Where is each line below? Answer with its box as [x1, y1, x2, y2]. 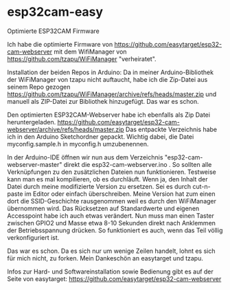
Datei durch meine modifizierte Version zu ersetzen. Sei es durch [7, 182, 192, 190]
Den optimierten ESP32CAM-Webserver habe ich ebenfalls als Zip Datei [7, 111, 211, 119]
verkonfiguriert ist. [7, 233, 60, 241]
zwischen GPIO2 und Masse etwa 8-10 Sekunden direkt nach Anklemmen [7, 219, 216, 227]
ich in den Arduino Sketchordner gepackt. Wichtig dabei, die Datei [7, 132, 194, 141]
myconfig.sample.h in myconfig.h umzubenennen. [7, 140, 149, 148]
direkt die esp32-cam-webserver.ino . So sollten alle [63, 160, 212, 168]
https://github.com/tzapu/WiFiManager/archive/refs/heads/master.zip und [7, 90, 217, 98]
